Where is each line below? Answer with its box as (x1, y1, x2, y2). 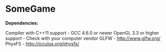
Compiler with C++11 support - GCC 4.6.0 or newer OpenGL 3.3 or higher (5, 30, 159, 36)
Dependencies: (5, 20, 39, 26)
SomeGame (5, 3, 56, 15)
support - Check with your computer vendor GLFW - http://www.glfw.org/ (5, 35, 161, 41)
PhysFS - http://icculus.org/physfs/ (5, 40, 80, 46)
